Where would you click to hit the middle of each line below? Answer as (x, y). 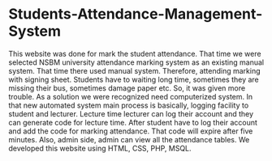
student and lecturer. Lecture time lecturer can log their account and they (131, 113)
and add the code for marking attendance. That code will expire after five (131, 131)
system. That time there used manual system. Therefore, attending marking (135, 70)
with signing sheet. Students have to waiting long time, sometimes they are (134, 79)
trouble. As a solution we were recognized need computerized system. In (131, 96)
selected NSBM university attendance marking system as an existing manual (136, 62)
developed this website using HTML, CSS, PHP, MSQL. (100, 148)
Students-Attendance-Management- (136, 14)
